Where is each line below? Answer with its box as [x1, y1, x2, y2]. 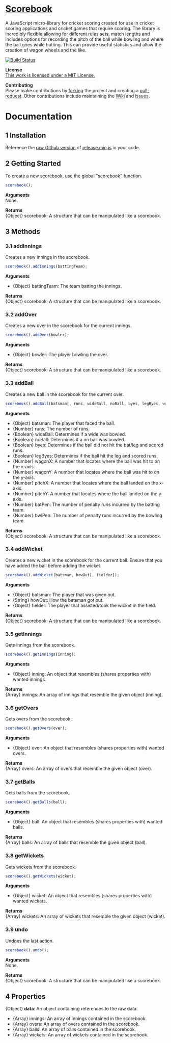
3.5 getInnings [5, 630, 42, 637]
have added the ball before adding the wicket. [5, 563, 102, 569]
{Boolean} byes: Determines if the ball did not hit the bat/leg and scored [12, 442, 164, 448]
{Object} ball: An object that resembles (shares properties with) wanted [12, 819, 163, 825]
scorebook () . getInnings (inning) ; [5, 652, 76, 657]
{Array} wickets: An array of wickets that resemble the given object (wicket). [5, 913, 166, 920]
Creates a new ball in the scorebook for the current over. [5, 391, 124, 397]
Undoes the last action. [5, 938, 54, 944]
